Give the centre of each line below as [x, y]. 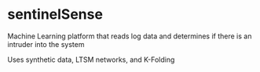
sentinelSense [55, 14]
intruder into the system [46, 44]
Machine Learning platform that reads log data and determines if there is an [130, 36]
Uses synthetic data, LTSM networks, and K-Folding [91, 59]
